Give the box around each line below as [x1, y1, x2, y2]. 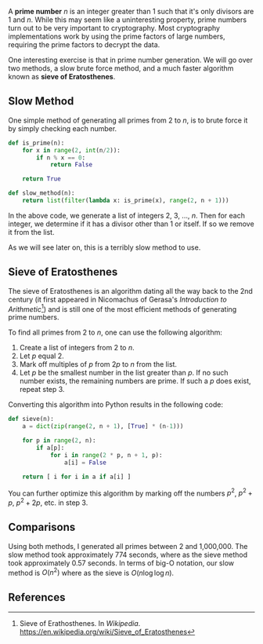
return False [49, 161, 92, 169]
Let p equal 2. [19, 351, 64, 360]
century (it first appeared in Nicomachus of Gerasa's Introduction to [8, 295, 227, 304]
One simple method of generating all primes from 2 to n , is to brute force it [8, 115, 248, 125]
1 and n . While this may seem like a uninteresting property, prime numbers [8, 15, 247, 24]
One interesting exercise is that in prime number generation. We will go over [8, 55, 253, 64]
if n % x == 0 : [36, 153, 86, 162]
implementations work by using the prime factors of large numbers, [8, 31, 225, 41]
